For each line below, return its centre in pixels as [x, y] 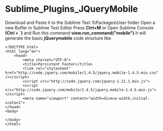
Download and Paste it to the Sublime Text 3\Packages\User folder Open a [80, 22]
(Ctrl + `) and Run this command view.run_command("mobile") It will [75, 33]
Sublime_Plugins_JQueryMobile [71, 9]
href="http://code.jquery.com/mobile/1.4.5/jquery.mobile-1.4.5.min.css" [82, 73]
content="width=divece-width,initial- [110, 98]
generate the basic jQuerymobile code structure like [58, 38]
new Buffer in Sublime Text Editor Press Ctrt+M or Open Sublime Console [80, 27]
